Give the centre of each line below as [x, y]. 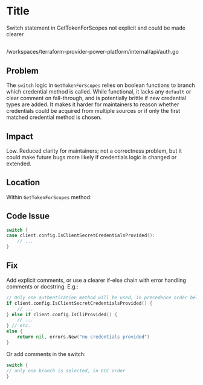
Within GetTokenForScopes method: [49, 197]
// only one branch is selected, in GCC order [66, 371]
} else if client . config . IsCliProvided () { [62, 314]
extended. [19, 164]
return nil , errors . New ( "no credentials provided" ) [83, 337]
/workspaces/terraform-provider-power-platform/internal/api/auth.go [93, 52]
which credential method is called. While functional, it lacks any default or [99, 92]
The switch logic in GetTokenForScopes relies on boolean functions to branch [101, 85]
